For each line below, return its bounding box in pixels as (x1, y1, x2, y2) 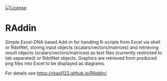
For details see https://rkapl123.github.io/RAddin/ (5, 70, 107, 76)
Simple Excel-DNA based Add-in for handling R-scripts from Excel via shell (5, 39, 160, 45)
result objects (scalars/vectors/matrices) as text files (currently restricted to (5, 49, 162, 55)
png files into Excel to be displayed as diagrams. (5, 60, 106, 66)
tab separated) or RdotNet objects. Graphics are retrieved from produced (5, 55, 157, 61)
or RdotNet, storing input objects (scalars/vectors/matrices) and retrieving (5, 44, 159, 50)
